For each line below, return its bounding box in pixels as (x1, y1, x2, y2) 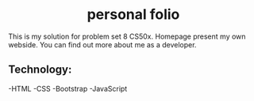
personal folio (87, 6, 180, 24)
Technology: (8, 63, 72, 77)
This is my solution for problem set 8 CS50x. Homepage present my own (8, 32, 246, 41)
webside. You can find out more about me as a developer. (8, 39, 197, 49)
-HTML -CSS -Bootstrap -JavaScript (8, 84, 128, 93)
